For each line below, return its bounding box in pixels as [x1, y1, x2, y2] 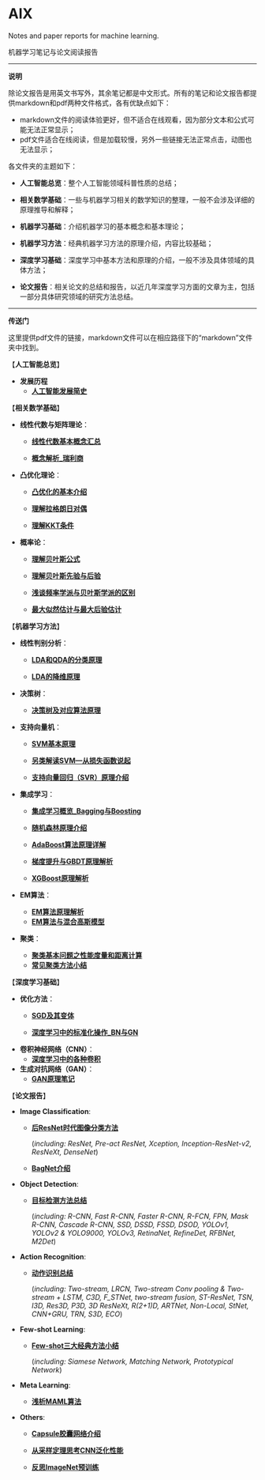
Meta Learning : [19, 1380, 71, 1390]
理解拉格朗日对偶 [31, 504, 88, 513]
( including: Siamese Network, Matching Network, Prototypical [31, 1357, 233, 1366]
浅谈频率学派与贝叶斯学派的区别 [31, 587, 136, 597]
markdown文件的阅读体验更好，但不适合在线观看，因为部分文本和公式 [19, 115, 248, 124]
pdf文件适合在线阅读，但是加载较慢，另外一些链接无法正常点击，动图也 [19, 134, 252, 144]
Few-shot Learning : [19, 1324, 86, 1334]
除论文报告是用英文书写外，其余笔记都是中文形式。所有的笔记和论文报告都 [8, 88, 250, 97]
